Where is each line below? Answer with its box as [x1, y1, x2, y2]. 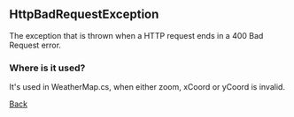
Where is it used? [9, 62, 86, 74]
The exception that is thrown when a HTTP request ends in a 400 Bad [9, 30, 264, 40]
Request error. [9, 40, 62, 50]
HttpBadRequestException [9, 7, 159, 22]
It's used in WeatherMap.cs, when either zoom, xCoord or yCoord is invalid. [9, 82, 286, 92]
